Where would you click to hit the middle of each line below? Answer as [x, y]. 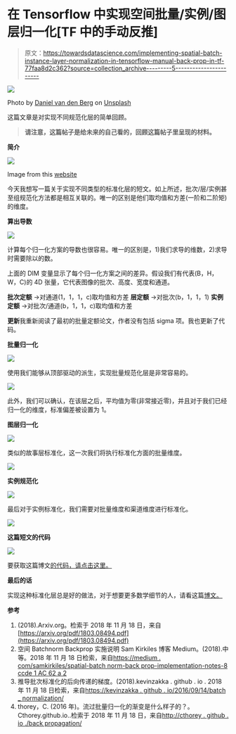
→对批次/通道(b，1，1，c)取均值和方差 [77, 305]
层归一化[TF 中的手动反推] [83, 32]
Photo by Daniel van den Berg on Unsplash [69, 102]
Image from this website [42, 174]
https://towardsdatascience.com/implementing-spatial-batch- [133, 53]
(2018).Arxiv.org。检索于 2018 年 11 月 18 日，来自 [89, 625]
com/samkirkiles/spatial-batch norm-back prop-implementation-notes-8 [123, 665]
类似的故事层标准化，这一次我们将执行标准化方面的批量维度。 [97, 453]
